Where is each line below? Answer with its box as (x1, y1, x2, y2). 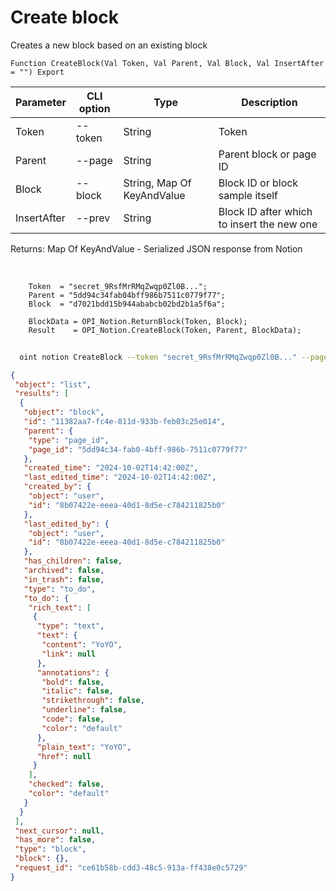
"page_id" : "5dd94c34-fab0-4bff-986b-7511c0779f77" (28, 444, 248, 455)
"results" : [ (14, 389, 70, 399)
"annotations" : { (36, 667, 110, 678)
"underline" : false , (41, 705, 128, 715)
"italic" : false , (41, 686, 114, 696)
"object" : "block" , (23, 407, 105, 418)
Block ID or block (218, 176, 299, 190)
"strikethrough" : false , (41, 696, 145, 706)
